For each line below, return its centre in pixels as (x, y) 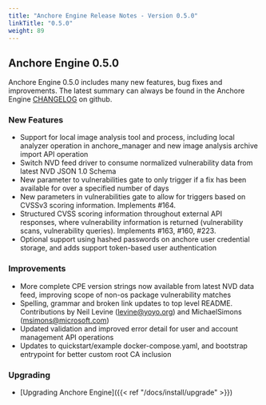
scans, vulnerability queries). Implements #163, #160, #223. (118, 231)
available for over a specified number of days (94, 188)
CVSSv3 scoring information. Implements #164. (97, 206)
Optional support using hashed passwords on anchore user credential (135, 239)
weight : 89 (26, 30)
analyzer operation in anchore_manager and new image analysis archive (139, 146)
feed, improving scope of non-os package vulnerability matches (125, 295)
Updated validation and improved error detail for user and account (129, 328)
